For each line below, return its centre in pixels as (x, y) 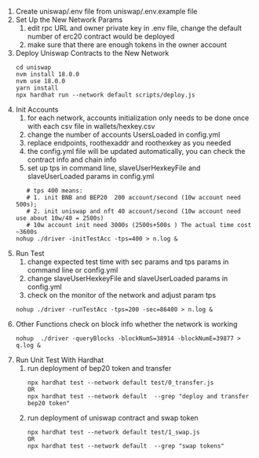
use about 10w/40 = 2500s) (60, 218)
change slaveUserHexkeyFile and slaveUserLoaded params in (128, 278)
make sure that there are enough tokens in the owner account (127, 45)
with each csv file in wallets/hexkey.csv (91, 126)
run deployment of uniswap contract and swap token (113, 418)
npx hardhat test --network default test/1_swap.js (113, 432)
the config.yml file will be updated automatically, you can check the (136, 151)
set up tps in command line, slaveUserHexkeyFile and (114, 168)
